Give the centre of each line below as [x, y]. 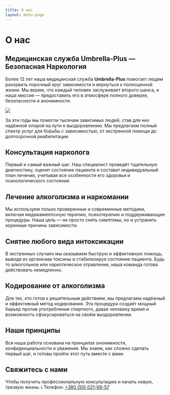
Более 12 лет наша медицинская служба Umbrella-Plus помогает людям [84, 79]
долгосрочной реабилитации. [37, 136]
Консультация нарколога [47, 152]
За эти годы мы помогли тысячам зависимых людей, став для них [77, 120]
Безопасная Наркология [46, 67]
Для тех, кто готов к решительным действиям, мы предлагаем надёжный [85, 298]
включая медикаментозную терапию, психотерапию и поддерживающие [85, 215]
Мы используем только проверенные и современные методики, [75, 209]
